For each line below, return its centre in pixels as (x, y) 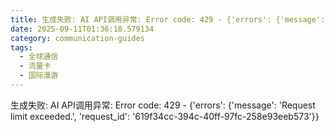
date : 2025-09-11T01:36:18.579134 (82, 29)
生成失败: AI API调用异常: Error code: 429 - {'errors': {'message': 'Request (163, 105)
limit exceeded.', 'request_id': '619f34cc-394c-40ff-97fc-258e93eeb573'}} (165, 116)
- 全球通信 (39, 57)
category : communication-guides (77, 38)
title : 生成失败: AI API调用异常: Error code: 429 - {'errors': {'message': (168, 19)
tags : (21, 47)
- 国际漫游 (39, 76)
